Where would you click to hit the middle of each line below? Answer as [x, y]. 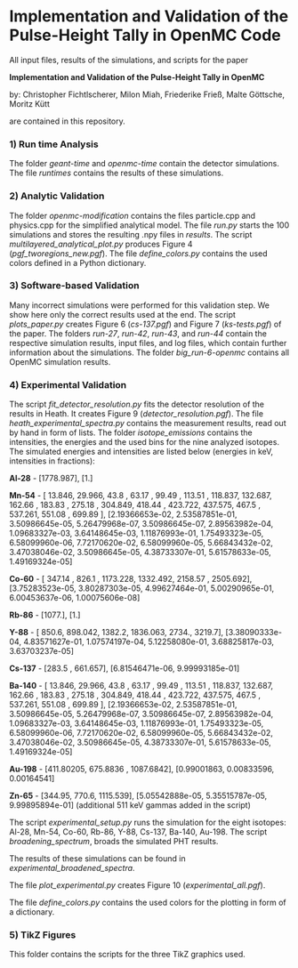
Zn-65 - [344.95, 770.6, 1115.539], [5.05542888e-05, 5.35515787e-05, [138, 796]
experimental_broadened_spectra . [72, 868]
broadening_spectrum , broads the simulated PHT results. [114, 842]
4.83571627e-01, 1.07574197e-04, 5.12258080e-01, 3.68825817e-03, [149, 641]
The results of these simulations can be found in [97, 859]
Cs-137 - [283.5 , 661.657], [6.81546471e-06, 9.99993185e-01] [125, 668]
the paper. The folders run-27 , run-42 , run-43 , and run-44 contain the [138, 333]
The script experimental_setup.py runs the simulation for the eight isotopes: [148, 823]
